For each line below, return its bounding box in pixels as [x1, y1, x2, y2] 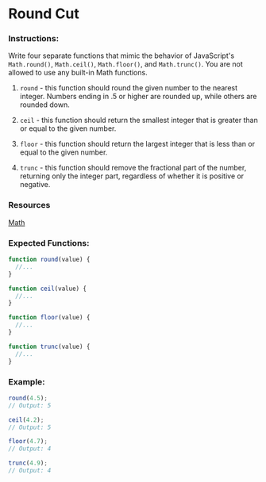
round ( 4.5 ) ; [8, 394, 48, 402]
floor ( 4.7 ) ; [8, 438, 48, 446]
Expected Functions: [8, 237, 90, 248]
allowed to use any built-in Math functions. [8, 68, 148, 78]
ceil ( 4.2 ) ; [8, 415, 44, 424]
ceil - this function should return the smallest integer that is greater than [19, 116, 258, 125]
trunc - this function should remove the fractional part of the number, [19, 163, 247, 173]
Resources [8, 200, 51, 211]
